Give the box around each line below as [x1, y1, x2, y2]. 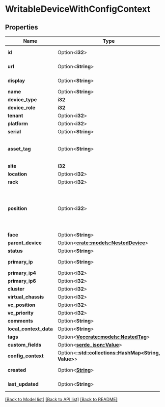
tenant [7, 112, 24, 119]
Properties [5, 23, 38, 31]
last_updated [7, 381, 39, 387]
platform [7, 120, 28, 127]
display [7, 77, 26, 84]
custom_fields [7, 342, 42, 348]
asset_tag [7, 145, 31, 152]
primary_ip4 [7, 269, 36, 276]
